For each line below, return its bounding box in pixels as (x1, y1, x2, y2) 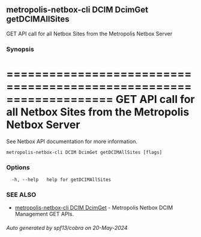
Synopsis (6, 45, 34, 53)
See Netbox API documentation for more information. (6, 138, 138, 145)
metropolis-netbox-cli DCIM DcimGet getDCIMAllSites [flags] (6, 149, 163, 155)
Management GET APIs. (14, 211, 74, 218)
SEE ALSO (6, 190, 37, 199)
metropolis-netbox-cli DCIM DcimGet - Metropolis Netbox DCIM (14, 204, 173, 211)
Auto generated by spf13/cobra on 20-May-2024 (6, 224, 128, 231)
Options (6, 163, 30, 171)
